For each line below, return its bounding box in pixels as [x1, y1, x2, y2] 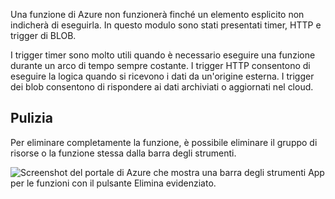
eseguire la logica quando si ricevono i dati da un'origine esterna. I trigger [10, 70, 315, 82]
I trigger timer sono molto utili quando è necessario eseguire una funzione [10, 49, 316, 61]
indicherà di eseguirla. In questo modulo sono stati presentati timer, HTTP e [10, 19, 322, 31]
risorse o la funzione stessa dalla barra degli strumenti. [10, 147, 237, 159]
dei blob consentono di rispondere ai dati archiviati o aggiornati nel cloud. [10, 81, 314, 93]
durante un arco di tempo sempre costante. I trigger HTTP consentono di [10, 60, 311, 71]
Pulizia [10, 110, 53, 127]
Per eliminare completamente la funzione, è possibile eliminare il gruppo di [10, 136, 318, 148]
